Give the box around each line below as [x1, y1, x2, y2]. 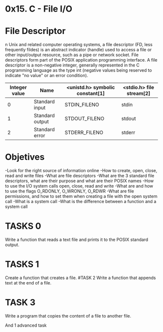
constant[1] [77, 90, 105, 97]
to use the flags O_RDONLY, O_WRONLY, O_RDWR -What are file [5, 188, 134, 194]
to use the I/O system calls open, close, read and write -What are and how [5, 183, 154, 189]
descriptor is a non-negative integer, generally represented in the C [5, 62, 140, 68]
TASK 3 [5, 297, 35, 308]
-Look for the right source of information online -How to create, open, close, [5, 168, 158, 174]
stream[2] [127, 90, 150, 97]
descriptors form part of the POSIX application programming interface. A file [5, 57, 158, 63]
